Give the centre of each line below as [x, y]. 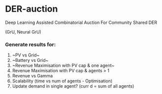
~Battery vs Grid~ [30, 60]
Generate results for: [30, 44]
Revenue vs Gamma [32, 76]
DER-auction [31, 9]
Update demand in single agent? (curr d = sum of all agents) [73, 86]
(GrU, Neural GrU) [23, 32]
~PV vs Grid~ [26, 55]
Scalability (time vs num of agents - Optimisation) [62, 81]
